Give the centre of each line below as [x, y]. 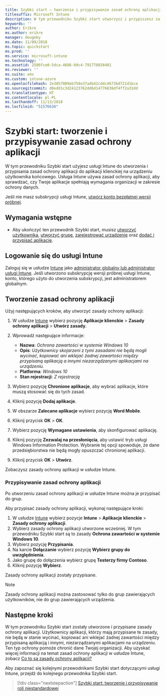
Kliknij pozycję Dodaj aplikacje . [44, 401]
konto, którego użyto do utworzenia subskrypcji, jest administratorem [76, 278]
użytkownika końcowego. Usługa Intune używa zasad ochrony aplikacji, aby [83, 176]
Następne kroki [29, 615]
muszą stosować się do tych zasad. [49, 392]
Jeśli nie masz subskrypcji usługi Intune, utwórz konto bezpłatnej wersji [78, 197]
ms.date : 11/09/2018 [26, 42]
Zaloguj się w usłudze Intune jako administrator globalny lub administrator [80, 268]
